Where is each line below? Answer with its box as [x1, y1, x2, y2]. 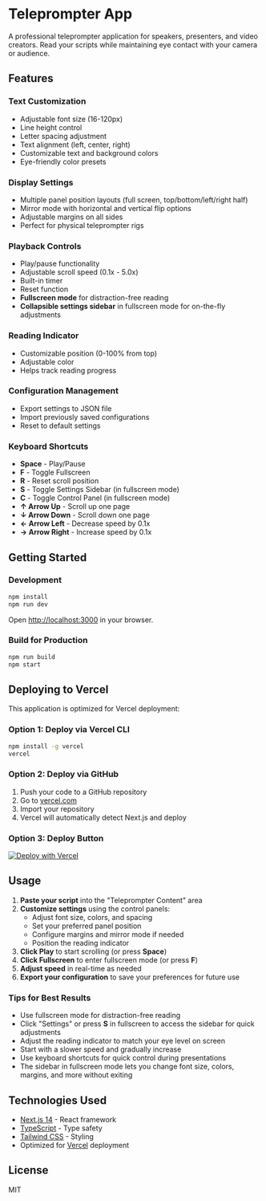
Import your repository [19, 804, 95, 813]
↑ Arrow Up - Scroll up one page [19, 502, 131, 511]
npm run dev [8, 600, 48, 609]
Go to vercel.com [19, 796, 78, 805]
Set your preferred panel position [31, 921, 142, 930]
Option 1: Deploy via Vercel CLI [8, 724, 131, 735]
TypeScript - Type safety [19, 1123, 103, 1133]
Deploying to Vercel [8, 682, 109, 696]
